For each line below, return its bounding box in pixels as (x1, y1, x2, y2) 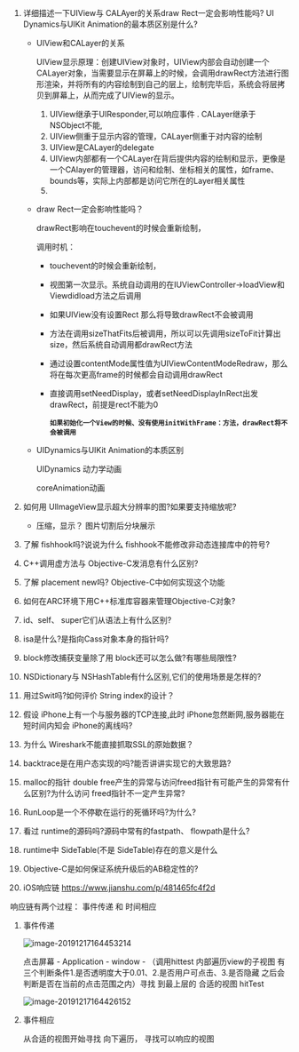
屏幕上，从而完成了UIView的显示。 (51, 90, 180, 100)
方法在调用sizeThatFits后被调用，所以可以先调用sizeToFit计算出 (49, 328, 281, 339)
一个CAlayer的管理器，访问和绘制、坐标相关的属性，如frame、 (49, 164, 279, 175)
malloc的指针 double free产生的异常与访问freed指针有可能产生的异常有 (22, 777, 282, 787)
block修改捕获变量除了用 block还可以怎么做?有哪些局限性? (22, 652, 238, 663)
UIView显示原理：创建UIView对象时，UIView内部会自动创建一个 (35, 57, 270, 67)
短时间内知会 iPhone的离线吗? (22, 721, 133, 730)
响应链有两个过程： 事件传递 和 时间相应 (10, 901, 157, 912)
